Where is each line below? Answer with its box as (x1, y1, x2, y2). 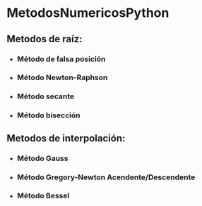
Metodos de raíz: (6, 33, 83, 45)
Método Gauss (16, 153, 69, 163)
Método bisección (16, 110, 81, 120)
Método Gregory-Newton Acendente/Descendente (16, 172, 196, 182)
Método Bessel (16, 191, 70, 201)
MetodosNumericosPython (6, 5, 170, 21)
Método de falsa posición (16, 54, 106, 64)
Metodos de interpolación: (6, 132, 126, 144)
